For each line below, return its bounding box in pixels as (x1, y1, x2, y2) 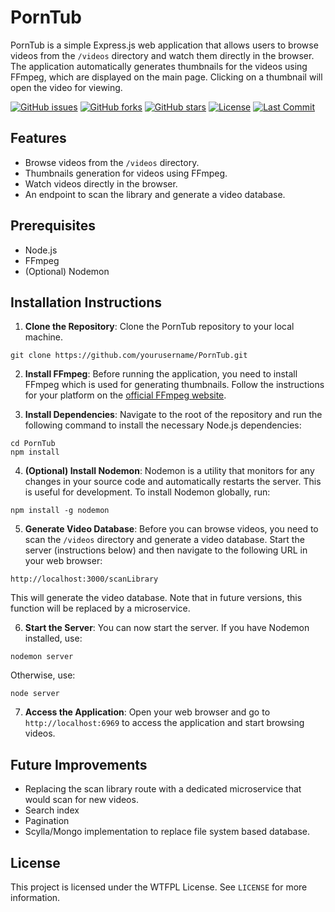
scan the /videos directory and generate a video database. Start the (24, 534, 305, 546)
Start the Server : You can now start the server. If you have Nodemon (24, 622, 310, 634)
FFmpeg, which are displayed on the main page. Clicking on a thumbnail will (10, 71, 323, 83)
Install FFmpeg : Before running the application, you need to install (24, 368, 298, 380)
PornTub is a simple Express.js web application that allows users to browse (10, 39, 319, 51)
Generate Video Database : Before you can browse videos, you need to (24, 523, 319, 535)
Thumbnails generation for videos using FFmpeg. (24, 167, 228, 179)
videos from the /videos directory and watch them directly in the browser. (10, 49, 315, 61)
